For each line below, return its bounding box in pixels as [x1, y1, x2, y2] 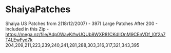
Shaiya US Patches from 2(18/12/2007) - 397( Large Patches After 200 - [5, 20, 158, 26]
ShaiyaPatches [5, 4, 71, 15]
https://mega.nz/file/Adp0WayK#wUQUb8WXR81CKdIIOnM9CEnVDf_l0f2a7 [5, 31, 166, 37]
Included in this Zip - [5, 25, 49, 32]
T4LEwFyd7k [5, 37, 33, 43]
